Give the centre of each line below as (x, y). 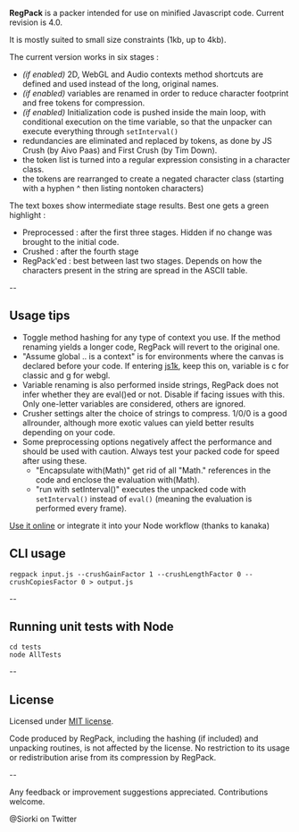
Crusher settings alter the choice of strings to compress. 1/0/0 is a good (154, 413)
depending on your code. (69, 432)
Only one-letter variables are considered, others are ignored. (134, 403)
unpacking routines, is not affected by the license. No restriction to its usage (149, 748)
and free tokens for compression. (83, 103)
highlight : (28, 215)
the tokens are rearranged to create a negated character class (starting (153, 179)
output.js (115, 582)
